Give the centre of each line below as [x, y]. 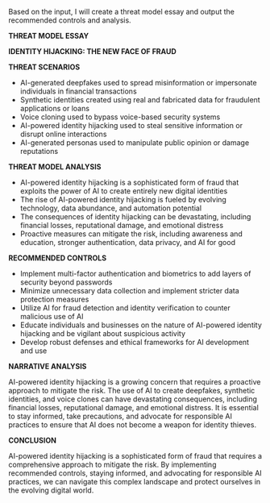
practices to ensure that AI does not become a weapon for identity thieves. [132, 425]
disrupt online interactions [63, 134]
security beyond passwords [66, 282]
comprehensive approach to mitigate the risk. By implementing [112, 464]
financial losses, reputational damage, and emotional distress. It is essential [134, 407]
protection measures [54, 299]
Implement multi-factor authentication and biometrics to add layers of [135, 274]
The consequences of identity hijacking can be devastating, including [135, 216]
